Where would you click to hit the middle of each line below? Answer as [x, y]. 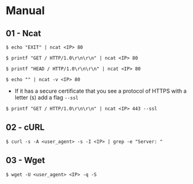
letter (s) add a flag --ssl [46, 98]
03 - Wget [26, 160]
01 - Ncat [23, 33]
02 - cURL [25, 127]
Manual [26, 11]
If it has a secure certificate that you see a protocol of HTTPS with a [100, 91]
